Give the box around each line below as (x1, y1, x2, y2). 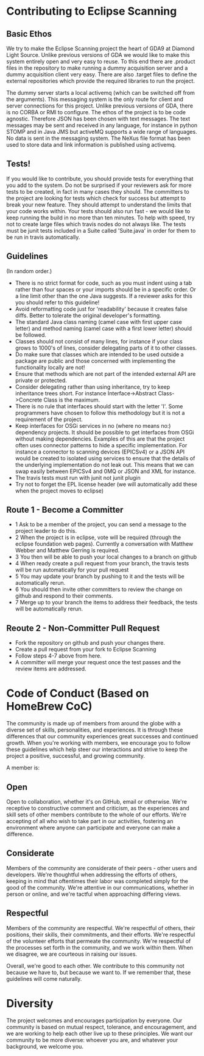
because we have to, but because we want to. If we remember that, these (6, 969, 191, 976)
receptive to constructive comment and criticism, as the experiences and (6, 805, 190, 812)
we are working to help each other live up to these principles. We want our (6, 1030, 193, 1037)
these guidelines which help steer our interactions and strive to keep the (6, 746, 188, 753)
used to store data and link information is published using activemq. (6, 141, 177, 148)
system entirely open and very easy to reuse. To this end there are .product (6, 58, 195, 65)
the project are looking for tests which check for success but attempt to (6, 194, 186, 202)
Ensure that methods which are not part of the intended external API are (15, 370, 196, 377)
